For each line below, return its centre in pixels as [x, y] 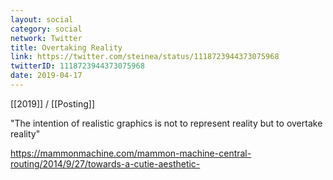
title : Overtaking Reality [66, 47]
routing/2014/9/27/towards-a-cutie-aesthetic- [105, 163]
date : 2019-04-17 [46, 76]
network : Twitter [46, 38]
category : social [46, 29]
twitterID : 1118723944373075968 [77, 66]
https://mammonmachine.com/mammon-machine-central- [131, 153]
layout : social [42, 19]
